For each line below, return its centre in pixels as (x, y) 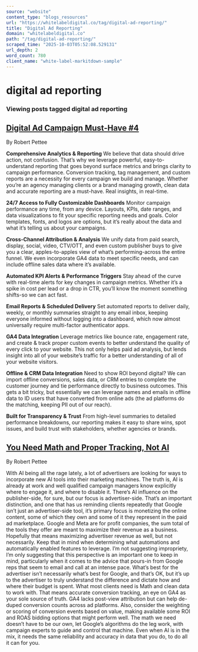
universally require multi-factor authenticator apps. (68, 325)
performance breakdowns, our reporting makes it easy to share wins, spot (96, 422)
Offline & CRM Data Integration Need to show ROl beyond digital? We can (96, 373)
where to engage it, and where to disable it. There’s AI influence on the (92, 492)
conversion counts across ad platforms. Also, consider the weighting (106, 605)
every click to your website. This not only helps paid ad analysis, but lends (96, 349)
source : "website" (29, 12)
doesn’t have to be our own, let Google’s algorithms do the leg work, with (95, 624)
